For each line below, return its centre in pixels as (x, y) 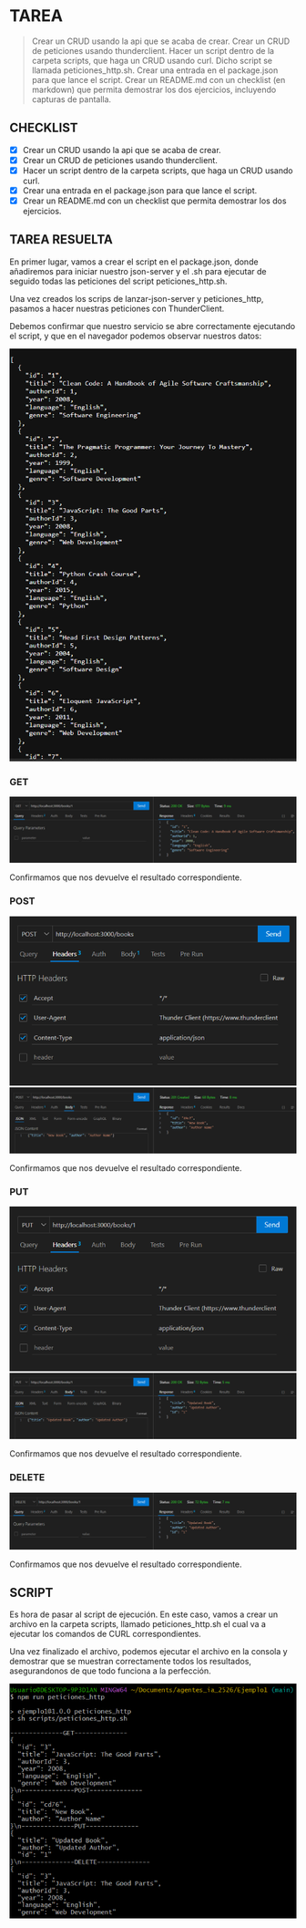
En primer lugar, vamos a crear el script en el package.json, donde (134, 262)
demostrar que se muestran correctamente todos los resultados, (131, 1662)
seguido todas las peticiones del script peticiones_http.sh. (118, 281)
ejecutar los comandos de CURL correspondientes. (106, 1634)
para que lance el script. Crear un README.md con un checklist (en (158, 79)
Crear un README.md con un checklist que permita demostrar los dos (154, 201)
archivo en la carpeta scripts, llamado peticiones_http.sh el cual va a (138, 1624)
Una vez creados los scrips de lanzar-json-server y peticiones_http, (137, 298)
